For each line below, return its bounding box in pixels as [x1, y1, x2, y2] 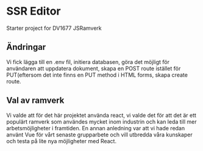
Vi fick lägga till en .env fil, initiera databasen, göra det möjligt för [6, 58, 169, 65]
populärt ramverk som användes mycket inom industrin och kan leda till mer [6, 118, 197, 125]
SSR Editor [6, 4, 61, 18]
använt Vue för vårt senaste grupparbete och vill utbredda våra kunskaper [6, 131, 193, 138]
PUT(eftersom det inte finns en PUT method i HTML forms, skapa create [6, 71, 188, 79]
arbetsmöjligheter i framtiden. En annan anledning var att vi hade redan [6, 124, 185, 132]
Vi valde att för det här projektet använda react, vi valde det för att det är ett [6, 111, 197, 119]
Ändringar [6, 42, 46, 52]
